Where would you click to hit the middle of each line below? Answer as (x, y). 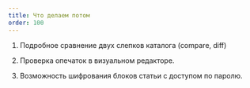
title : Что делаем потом (49, 15)
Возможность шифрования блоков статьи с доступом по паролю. (131, 75)
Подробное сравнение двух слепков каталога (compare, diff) (123, 45)
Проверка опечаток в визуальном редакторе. (97, 60)
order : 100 (26, 23)
